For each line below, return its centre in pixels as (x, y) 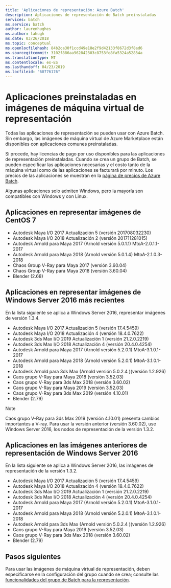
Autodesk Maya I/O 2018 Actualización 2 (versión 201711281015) (80, 238)
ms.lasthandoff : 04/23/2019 (35, 67)
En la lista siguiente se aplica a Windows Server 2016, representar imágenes (86, 312)
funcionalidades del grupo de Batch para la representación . (68, 580)
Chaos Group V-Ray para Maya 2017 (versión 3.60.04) (70, 265)
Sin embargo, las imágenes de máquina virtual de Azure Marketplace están (84, 138)
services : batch (22, 19)
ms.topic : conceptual (28, 43)
